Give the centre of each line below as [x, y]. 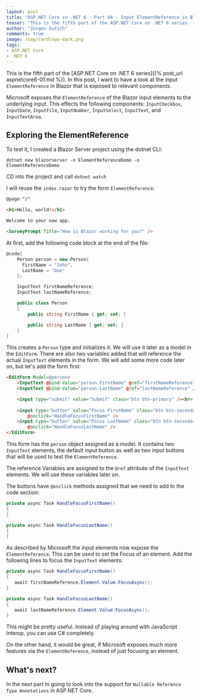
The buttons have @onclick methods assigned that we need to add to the [95, 486]
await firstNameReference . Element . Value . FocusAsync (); [83, 582]
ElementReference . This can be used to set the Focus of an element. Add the [99, 554]
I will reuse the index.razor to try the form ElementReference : [80, 188]
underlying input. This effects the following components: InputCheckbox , [94, 104]
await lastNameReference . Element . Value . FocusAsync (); [82, 610]
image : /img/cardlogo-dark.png [45, 39]
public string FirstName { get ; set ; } [77, 314]
